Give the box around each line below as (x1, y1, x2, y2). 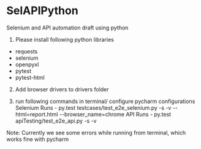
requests (15, 47, 38, 55)
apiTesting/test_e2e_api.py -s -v (15, 117, 97, 124)
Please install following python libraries (15, 36, 115, 43)
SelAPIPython (6, 4, 78, 18)
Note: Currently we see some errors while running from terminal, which (6, 129, 186, 136)
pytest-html (15, 74, 45, 81)
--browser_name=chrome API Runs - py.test (59, 110, 172, 118)
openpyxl (15, 61, 39, 68)
